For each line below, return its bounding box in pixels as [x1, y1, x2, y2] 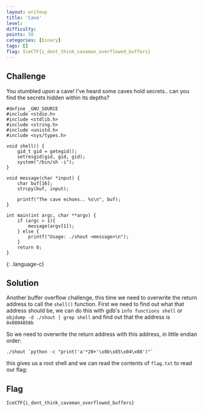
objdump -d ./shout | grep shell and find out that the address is [6, 313, 170, 321]
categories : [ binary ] [6, 37, 61, 43]
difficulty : [6, 26, 36, 32]
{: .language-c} [6, 260, 44, 268]
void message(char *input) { [6, 175, 80, 181]
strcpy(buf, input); [17, 185, 69, 192]
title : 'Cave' [6, 15, 43, 21]
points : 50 [6, 32, 34, 38]
